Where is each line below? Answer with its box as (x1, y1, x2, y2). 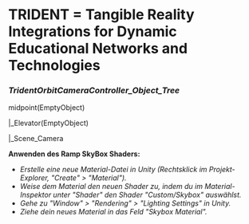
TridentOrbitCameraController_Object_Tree (8, 85, 180, 96)
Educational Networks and (8, 40, 188, 57)
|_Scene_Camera (8, 134, 64, 143)
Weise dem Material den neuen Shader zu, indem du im (19, 182, 204, 191)
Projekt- (208, 165, 235, 175)
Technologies (8, 57, 101, 75)
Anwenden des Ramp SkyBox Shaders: (8, 149, 140, 159)
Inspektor (19, 190, 52, 200)
